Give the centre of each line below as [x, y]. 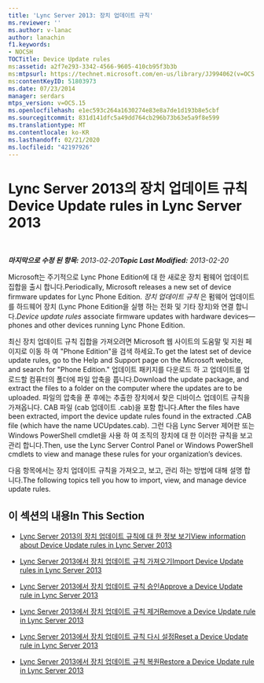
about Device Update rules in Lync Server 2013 [96, 545]
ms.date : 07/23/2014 [42, 89]
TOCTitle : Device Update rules [59, 60]
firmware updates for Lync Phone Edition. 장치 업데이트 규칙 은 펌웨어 [118, 297]
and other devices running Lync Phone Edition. [110, 325]
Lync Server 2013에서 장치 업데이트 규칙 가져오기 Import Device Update [131, 561]
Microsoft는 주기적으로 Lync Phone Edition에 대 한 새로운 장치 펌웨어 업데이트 [129, 277]
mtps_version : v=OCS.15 [47, 103]
